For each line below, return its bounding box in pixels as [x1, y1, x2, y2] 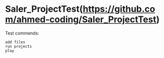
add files [5, 39, 26, 45]
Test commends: [5, 30, 40, 36]
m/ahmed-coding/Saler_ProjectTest [5, 14, 157, 25]
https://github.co [82, 3, 155, 15]
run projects [5, 44, 32, 49]
